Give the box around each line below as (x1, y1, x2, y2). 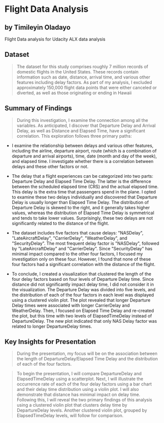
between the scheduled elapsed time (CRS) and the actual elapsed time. (11, 184, 159, 190)
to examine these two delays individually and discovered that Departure (11, 194, 158, 200)
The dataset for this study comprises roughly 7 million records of (16, 63, 149, 70)
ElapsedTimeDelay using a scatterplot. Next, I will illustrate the (16, 376, 143, 382)
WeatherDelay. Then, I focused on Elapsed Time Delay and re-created (11, 308, 154, 313)
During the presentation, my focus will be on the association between (16, 350, 158, 356)
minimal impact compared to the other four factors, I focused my (11, 251, 143, 257)
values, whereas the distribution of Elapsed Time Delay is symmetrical (11, 210, 155, 216)
